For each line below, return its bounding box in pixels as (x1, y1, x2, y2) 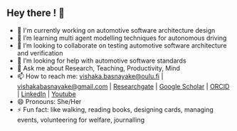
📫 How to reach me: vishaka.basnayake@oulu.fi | (16, 72, 164, 80)
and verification (16, 48, 63, 57)
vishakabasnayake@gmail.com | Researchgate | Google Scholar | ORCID (16, 82, 230, 90)
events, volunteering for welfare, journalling (16, 115, 145, 124)
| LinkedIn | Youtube (16, 90, 76, 98)
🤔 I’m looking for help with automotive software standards (16, 56, 186, 65)
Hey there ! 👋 (6, 7, 65, 19)
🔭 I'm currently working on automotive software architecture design (16, 26, 216, 34)
